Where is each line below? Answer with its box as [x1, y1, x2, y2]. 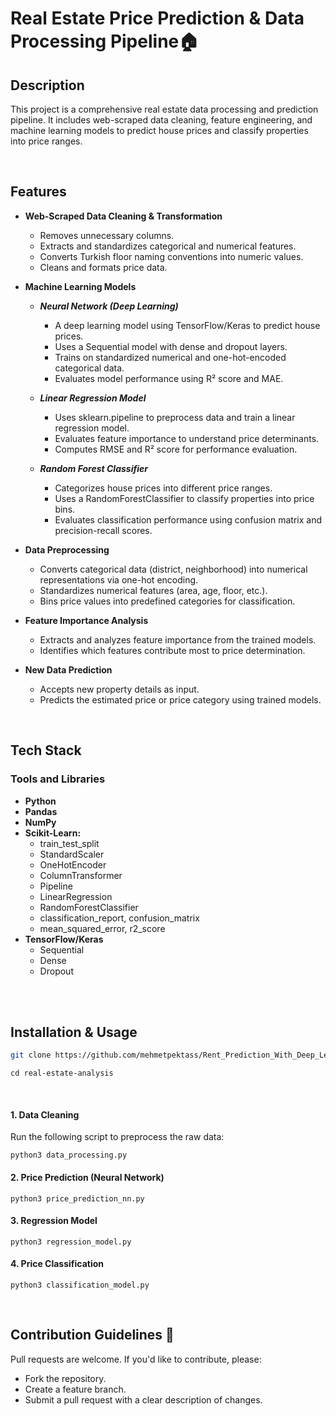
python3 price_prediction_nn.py [10, 1193, 145, 1204]
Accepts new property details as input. [39, 683, 200, 695]
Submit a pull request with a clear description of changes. [24, 1393, 263, 1406]
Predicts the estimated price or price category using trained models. [39, 693, 322, 706]
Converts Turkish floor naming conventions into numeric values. [39, 250, 304, 262]
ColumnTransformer [39, 869, 123, 881]
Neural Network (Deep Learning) [39, 300, 179, 312]
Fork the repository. [24, 1372, 107, 1384]
